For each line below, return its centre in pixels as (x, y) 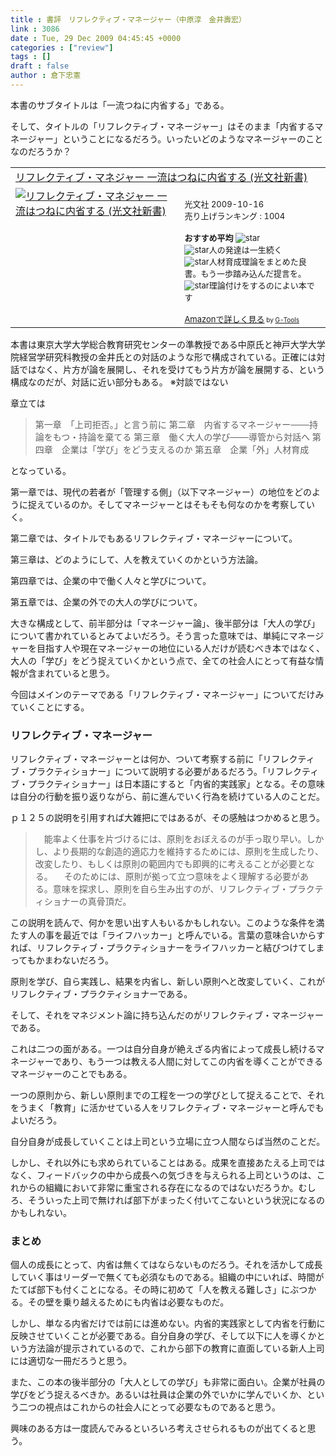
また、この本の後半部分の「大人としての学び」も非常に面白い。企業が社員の (168, 1382)
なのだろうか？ (41, 151)
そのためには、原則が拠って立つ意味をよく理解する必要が (182, 877)
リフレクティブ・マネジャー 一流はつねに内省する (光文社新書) (161, 177)
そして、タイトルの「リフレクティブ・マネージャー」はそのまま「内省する (162, 126)
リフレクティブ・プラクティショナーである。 (101, 994)
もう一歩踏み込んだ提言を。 (253, 273)
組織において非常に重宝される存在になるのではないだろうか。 (171, 1188)
